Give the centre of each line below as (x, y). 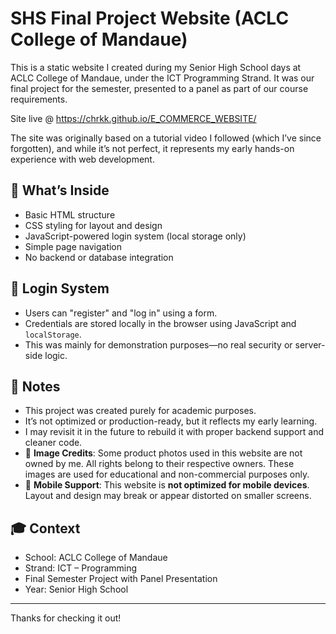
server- (310, 344)
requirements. (39, 99)
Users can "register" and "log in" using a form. (121, 313)
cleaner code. (53, 443)
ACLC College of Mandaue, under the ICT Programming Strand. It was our (162, 78)
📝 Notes (35, 386)
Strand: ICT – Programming (81, 568)
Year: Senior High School (76, 589)
